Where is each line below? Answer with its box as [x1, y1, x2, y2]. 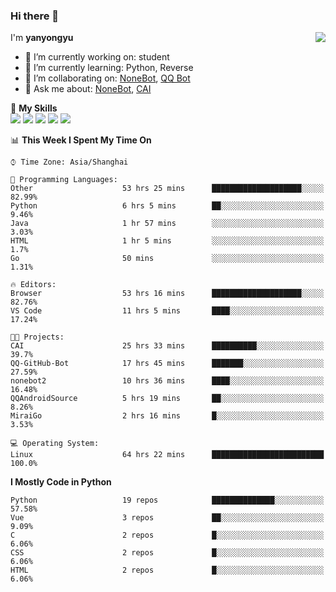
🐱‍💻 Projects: [10, 332, 65, 343]
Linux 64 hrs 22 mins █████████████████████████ [10, 450, 325, 460]
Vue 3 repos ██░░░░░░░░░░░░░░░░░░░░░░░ [10, 513, 325, 523]
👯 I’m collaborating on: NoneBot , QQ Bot [24, 72, 191, 84]
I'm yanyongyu [10, 32, 74, 44]
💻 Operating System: [10, 439, 100, 449]
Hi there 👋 [10, 9, 60, 23]
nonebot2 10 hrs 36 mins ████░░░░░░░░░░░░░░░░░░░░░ [10, 376, 325, 386]
